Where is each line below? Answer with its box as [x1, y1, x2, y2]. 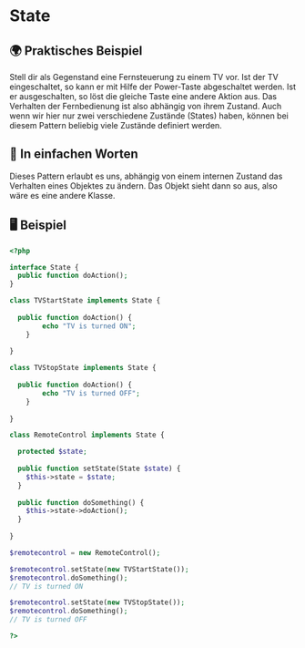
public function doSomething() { [17, 498, 145, 507]
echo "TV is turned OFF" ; [42, 388, 141, 397]
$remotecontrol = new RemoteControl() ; [9, 548, 161, 557]
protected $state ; [17, 447, 88, 457]
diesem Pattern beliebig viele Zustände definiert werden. [9, 120, 223, 130]
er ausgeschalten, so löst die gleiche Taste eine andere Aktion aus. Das [9, 91, 278, 101]
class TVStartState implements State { [9, 296, 161, 305]
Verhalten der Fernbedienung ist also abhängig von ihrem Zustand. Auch [9, 101, 282, 111]
